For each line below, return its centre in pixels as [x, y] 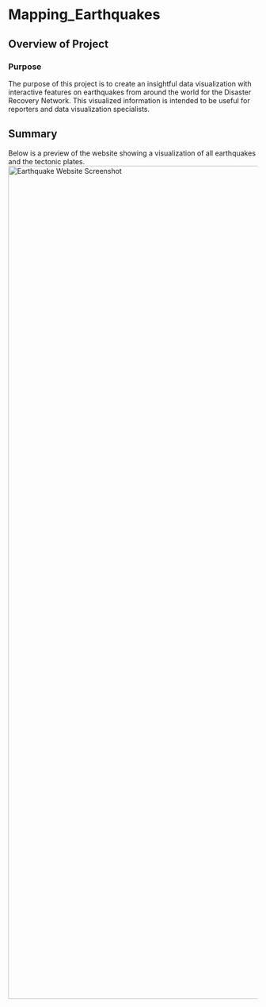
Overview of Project [59, 44]
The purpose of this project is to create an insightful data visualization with [130, 83]
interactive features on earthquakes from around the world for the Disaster [130, 92]
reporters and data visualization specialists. [79, 109]
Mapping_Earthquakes [84, 15]
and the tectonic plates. [47, 161]
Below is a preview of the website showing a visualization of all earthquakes [132, 153]
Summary [33, 134]
